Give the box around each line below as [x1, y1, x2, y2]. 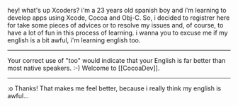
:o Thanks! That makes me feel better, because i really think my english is [7, 84, 222, 93]
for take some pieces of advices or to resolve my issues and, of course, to [7, 21, 224, 29]
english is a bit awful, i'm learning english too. [7, 36, 141, 45]
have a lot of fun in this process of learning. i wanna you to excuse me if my [7, 28, 228, 37]
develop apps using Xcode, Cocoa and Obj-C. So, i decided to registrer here [7, 13, 230, 22]
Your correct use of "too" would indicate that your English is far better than [7, 57, 226, 64]
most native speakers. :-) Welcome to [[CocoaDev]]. [7, 64, 160, 72]
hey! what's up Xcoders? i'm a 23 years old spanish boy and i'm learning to [7, 6, 227, 14]
